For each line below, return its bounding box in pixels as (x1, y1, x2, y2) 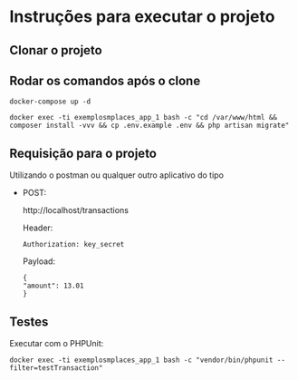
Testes (9, 314, 49, 329)
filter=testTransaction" (9, 364, 103, 373)
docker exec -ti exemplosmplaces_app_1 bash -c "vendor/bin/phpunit (9, 356, 274, 365)
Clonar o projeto (9, 43, 102, 58)
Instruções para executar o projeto (9, 6, 275, 27)
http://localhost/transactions (22, 205, 130, 216)
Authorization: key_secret (22, 240, 125, 249)
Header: (22, 222, 53, 233)
